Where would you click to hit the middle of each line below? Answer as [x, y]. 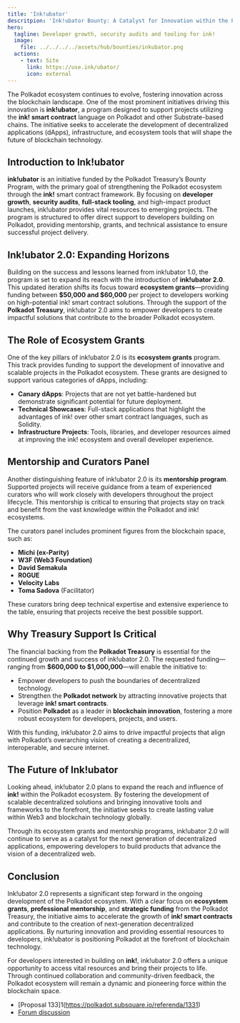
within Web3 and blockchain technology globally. [80, 817]
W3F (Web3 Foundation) [55, 560]
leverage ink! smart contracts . [63, 703]
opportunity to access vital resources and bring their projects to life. [107, 968]
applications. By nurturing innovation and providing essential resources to [116, 932]
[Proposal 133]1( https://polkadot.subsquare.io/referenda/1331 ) [109, 1005]
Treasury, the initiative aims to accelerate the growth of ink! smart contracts [120, 917]
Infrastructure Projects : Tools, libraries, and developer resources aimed [124, 431]
